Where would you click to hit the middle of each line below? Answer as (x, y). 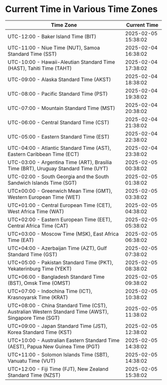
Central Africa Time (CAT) (38, 226)
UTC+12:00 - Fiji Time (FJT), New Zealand (58, 369)
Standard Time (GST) (33, 254)
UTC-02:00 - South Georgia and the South (58, 176)
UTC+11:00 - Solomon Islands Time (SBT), (58, 355)
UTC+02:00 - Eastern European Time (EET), (60, 219)
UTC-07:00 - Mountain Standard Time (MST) (61, 108)
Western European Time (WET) (44, 197)
